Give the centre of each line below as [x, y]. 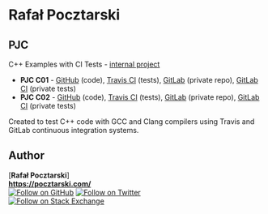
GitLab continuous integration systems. [74, 130]
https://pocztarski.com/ [50, 183]
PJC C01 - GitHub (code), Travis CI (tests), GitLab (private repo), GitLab [139, 80]
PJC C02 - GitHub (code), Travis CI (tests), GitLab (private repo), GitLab [140, 97]
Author [26, 156]
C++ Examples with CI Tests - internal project [84, 64]
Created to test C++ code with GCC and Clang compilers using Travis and [132, 122]
